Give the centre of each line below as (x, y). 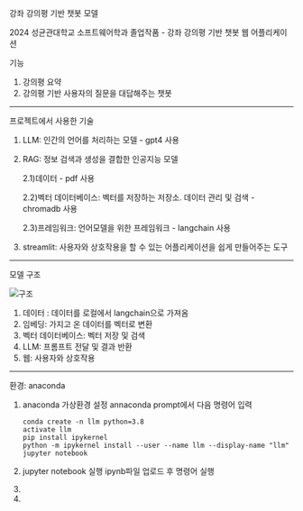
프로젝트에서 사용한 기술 (52, 121)
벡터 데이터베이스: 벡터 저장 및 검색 (84, 335)
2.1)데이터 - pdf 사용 (58, 178)
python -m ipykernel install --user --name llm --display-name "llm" (156, 445)
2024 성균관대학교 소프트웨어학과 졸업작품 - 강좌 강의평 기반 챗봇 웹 (129, 32)
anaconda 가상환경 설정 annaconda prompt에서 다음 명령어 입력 (137, 405)
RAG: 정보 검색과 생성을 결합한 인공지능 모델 (100, 159)
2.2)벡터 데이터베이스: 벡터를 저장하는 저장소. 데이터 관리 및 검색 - (138, 197)
